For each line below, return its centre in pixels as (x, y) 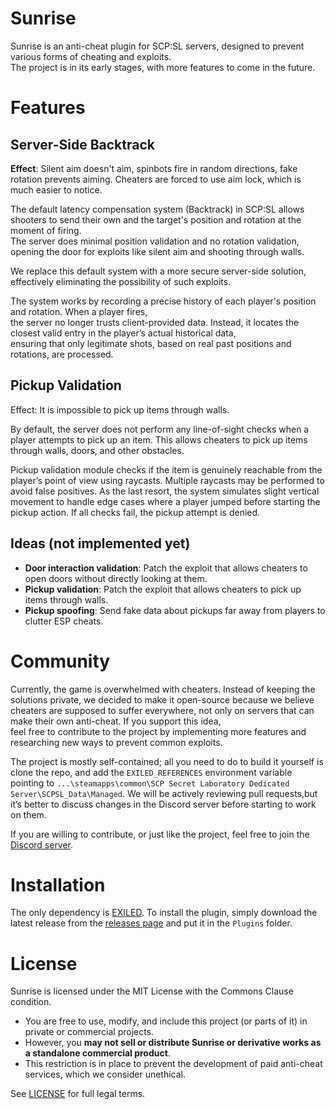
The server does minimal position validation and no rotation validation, (155, 241)
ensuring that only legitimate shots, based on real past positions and (151, 343)
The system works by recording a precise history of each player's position (163, 301)
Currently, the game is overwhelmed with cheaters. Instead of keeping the (163, 689)
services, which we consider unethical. (105, 1074)
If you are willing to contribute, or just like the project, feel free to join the (160, 834)
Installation (58, 884)
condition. (31, 1002)
